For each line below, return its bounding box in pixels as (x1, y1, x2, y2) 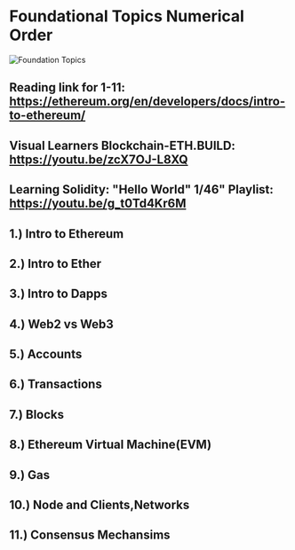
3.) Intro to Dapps (9, 287, 108, 302)
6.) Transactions (9, 377, 102, 392)
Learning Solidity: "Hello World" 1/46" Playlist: (9, 182, 274, 197)
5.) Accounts (9, 347, 83, 362)
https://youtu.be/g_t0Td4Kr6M (9, 196, 187, 211)
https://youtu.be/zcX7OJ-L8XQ (9, 152, 188, 167)
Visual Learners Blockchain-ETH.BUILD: (9, 137, 235, 153)
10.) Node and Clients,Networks (9, 498, 190, 513)
